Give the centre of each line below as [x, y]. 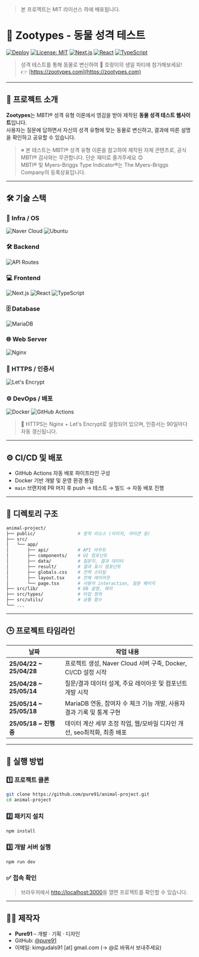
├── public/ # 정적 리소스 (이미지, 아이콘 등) [78, 533]
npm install [21, 831]
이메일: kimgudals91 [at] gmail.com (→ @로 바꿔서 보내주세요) [88, 947]
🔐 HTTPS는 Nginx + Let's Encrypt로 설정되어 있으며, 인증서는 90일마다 [104, 424]
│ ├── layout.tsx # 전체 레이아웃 [58, 578]
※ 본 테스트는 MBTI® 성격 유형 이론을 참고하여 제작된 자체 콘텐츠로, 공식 [103, 150]
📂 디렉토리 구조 [32, 514]
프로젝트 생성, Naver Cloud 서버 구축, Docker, [126, 663]
